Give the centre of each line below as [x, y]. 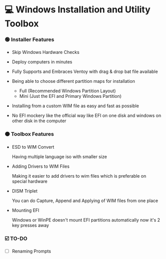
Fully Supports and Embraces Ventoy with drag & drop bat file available [85, 72]
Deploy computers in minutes [42, 62]
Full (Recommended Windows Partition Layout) [68, 91]
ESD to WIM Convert [33, 147]
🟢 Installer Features [29, 39]
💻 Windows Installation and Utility [78, 10]
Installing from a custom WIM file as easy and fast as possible [75, 106]
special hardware [30, 181]
